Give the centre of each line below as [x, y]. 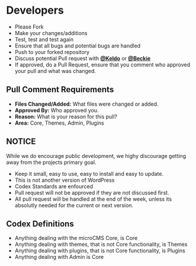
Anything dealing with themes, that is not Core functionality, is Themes [101, 245]
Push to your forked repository [52, 52]
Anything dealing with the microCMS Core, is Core [76, 238]
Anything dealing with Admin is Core [59, 257]
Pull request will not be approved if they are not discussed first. [92, 192]
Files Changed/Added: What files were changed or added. [86, 104]
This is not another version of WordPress [65, 180]
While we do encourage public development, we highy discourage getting [96, 156]
